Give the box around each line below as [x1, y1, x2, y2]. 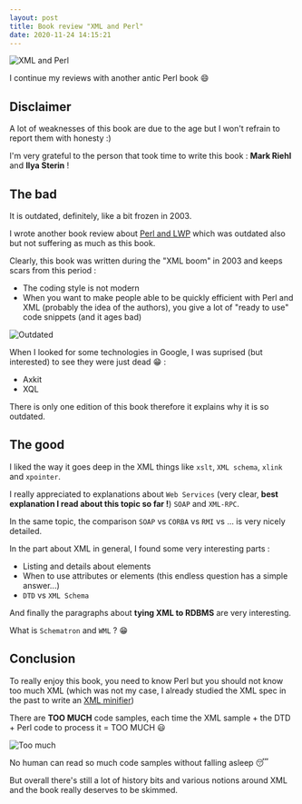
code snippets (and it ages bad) [22, 312, 142, 323]
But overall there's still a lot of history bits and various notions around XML [9, 774, 288, 786]
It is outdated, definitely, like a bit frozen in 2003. [9, 211, 192, 221]
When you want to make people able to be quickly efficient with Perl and [22, 293, 294, 303]
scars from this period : [9, 265, 97, 275]
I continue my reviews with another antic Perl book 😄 [9, 73, 209, 84]
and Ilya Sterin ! [9, 160, 70, 171]
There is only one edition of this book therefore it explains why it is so [9, 402, 269, 412]
